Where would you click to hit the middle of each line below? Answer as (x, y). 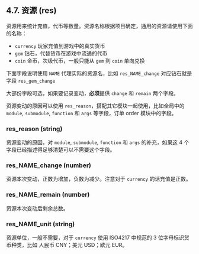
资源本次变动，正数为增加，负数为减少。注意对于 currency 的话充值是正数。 (99, 179)
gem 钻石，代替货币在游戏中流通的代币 (61, 53)
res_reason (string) (34, 129)
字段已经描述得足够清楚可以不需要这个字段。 (61, 150)
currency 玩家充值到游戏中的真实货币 (60, 45)
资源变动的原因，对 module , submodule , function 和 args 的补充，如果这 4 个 (98, 142)
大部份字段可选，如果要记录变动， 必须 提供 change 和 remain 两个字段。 (92, 93)
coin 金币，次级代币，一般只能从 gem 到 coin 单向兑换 (80, 60)
